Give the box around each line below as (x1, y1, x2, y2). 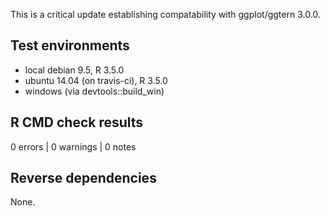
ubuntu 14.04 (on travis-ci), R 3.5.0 (24, 74, 168, 86)
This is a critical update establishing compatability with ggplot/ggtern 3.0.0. (10, 9, 321, 20)
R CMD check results (10, 114, 144, 131)
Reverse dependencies (10, 170, 157, 187)
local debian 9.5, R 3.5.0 (24, 64, 125, 76)
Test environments (10, 37, 130, 54)
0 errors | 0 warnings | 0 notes (10, 140, 137, 153)
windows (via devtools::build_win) (24, 85, 165, 97)
